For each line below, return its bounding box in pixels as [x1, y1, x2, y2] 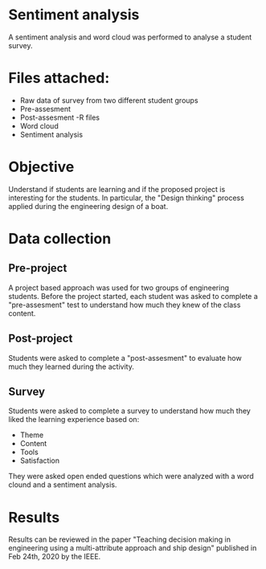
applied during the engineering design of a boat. [8, 201, 169, 211]
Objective [8, 158, 75, 176]
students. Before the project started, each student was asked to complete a [8, 291, 259, 301]
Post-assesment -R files [19, 113, 100, 122]
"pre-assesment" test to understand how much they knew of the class [8, 300, 241, 309]
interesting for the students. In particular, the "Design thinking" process [8, 193, 245, 203]
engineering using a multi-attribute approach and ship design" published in [8, 543, 257, 553]
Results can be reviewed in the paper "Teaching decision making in [8, 534, 231, 544]
